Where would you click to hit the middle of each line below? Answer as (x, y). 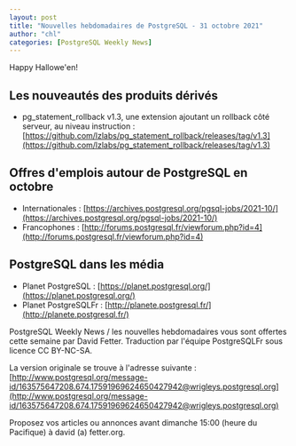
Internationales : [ (54, 208)
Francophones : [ (53, 227)
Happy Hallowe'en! (43, 68)
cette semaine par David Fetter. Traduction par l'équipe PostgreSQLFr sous (146, 341)
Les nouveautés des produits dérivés (114, 96)
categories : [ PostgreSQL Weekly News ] (81, 42)
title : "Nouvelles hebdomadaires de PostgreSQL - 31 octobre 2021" (136, 26)
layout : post (33, 17)
